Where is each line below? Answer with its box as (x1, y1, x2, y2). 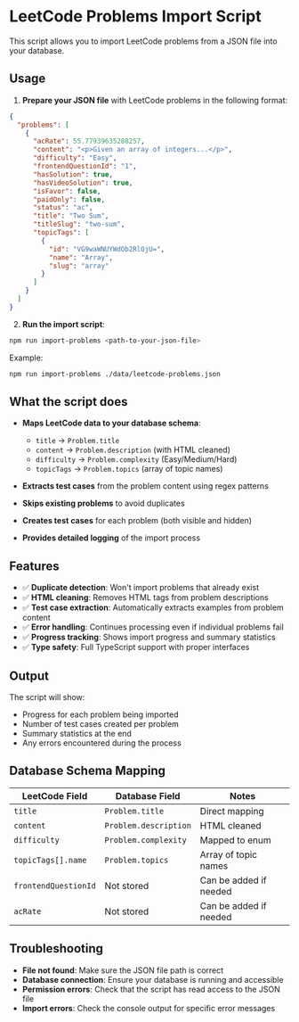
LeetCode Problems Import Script (9, 6, 263, 27)
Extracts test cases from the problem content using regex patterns (21, 481, 270, 491)
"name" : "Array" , (48, 252, 114, 262)
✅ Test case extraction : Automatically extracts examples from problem (21, 602, 285, 613)
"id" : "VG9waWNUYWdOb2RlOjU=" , (48, 244, 166, 253)
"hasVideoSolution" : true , (32, 178, 133, 187)
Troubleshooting (9, 941, 104, 956)
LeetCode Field (21, 789, 88, 802)
